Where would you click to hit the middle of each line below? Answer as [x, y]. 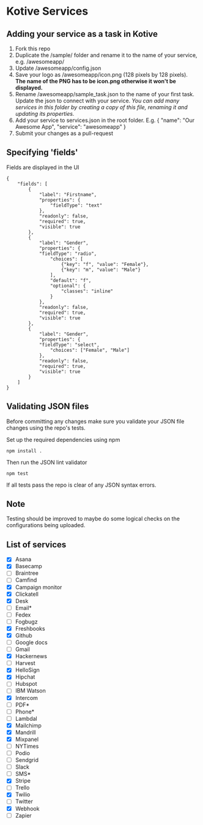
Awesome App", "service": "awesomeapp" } [71, 127]
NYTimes [27, 746]
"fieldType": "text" [76, 205]
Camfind [26, 580]
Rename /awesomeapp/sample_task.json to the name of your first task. [105, 94]
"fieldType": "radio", [68, 253]
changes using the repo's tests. [46, 428]
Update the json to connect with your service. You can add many [97, 101]
